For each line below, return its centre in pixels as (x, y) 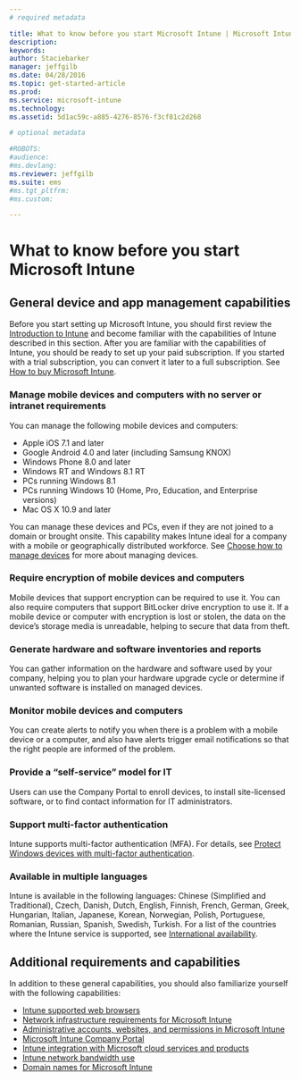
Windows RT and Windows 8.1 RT (83, 471)
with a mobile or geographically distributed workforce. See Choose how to (146, 545)
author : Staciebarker (50, 59)
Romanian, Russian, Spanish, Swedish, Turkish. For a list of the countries (143, 925)
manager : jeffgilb (43, 67)
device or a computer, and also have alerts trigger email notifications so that (149, 740)
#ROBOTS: (25, 149)
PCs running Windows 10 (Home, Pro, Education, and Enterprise (140, 490)
